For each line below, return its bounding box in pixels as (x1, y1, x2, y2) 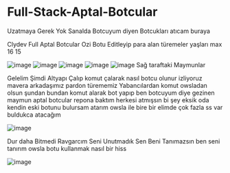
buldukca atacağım (7, 111, 62, 119)
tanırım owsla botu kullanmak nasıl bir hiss (7, 144, 127, 152)
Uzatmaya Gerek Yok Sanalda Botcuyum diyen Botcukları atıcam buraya (7, 27, 211, 35)
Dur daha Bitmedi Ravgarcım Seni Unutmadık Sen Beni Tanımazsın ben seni (7, 137, 220, 145)
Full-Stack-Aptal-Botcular (7, 4, 158, 20)
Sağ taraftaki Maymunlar (136, 60, 206, 69)
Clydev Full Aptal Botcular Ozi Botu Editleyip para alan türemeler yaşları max (7, 40, 222, 48)
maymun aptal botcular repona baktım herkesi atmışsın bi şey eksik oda (7, 95, 209, 104)
